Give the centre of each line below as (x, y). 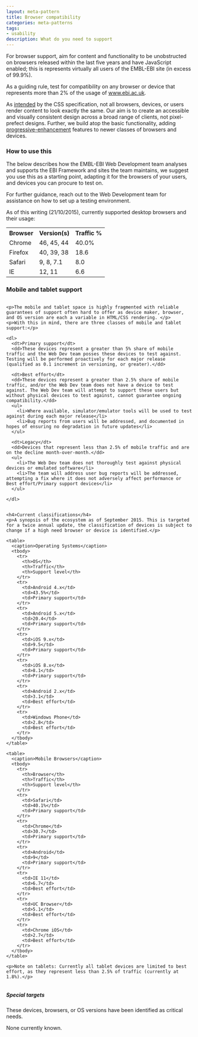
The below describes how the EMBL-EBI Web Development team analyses (97, 164)
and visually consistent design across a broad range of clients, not (87, 117)
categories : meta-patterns (39, 23)
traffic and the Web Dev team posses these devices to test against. (94, 354)
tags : (13, 28)
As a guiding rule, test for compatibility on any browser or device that (91, 86)
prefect (15, 123)
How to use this (29, 151)
